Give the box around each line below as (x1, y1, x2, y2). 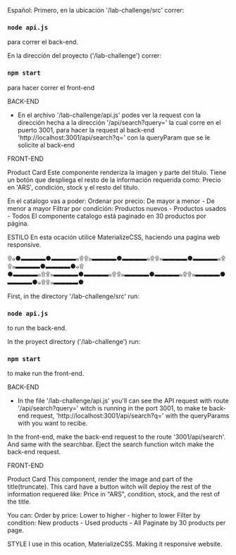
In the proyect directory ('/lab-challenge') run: (7, 337, 141, 346)
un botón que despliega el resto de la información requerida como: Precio (7, 176, 221, 184)
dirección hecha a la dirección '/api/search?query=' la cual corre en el (17, 118, 221, 126)
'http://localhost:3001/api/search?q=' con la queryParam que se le (17, 133, 211, 142)
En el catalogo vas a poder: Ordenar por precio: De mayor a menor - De (7, 197, 215, 205)
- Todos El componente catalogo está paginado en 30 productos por (7, 212, 206, 220)
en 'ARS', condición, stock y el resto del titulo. (7, 183, 140, 191)
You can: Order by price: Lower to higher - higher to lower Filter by (7, 511, 201, 520)
